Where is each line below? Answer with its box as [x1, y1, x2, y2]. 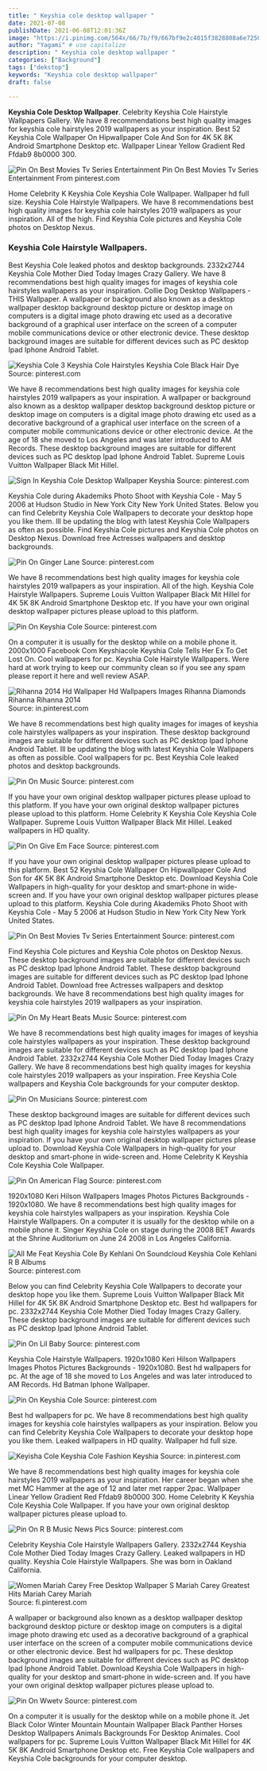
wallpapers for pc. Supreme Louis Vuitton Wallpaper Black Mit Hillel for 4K [8, 1736, 252, 1746]
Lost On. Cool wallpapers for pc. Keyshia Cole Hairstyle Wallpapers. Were [8, 654, 250, 664]
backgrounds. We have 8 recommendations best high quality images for [8, 988, 245, 998]
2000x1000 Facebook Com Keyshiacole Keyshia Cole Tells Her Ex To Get [8, 645, 248, 655]
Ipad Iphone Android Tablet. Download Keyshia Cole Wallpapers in [8, 1664, 225, 1673]
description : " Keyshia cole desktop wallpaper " [8, 49, 176, 56]
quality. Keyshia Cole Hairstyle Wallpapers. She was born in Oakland [8, 1556, 233, 1566]
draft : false [8, 78, 52, 86]
